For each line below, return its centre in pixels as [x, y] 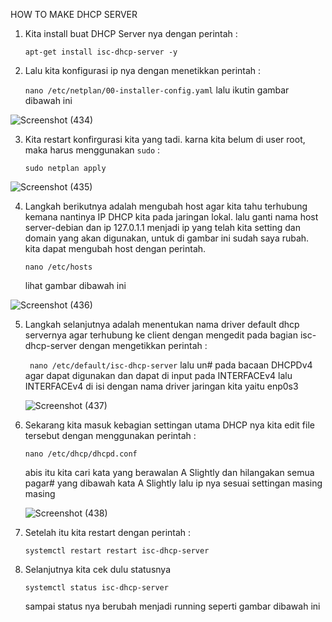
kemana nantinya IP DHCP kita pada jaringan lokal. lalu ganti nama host [171, 217]
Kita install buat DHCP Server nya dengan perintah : [131, 33]
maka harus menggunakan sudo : [92, 150]
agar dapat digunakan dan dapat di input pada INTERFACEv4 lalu [158, 375]
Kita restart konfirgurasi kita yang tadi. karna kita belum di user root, [165, 139]
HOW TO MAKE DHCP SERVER [74, 14]
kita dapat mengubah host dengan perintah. [115, 248]
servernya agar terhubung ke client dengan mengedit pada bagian [161, 335]
